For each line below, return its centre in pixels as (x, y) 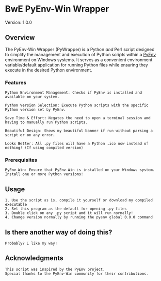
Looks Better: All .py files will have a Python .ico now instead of (77, 144)
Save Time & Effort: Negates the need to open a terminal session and (78, 118)
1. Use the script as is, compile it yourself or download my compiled (79, 200)
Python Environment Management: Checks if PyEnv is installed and (73, 93)
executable (16, 205)
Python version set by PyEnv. (36, 110)
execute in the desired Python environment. (48, 70)
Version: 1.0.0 (19, 22)
